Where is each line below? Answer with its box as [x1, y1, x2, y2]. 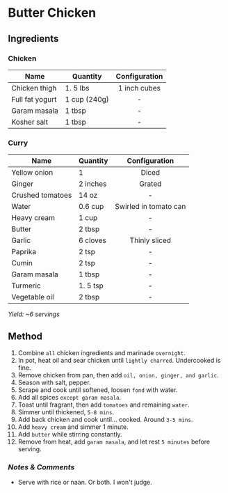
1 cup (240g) [65, 94, 110, 104]
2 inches [78, 179, 107, 189]
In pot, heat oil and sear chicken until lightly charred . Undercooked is [17, 356, 221, 364]
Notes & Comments [8, 462, 75, 471]
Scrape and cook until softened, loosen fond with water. [17, 385, 178, 394]
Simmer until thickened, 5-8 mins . [17, 407, 114, 416]
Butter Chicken [8, 5, 97, 21]
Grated [139, 179, 162, 189]
